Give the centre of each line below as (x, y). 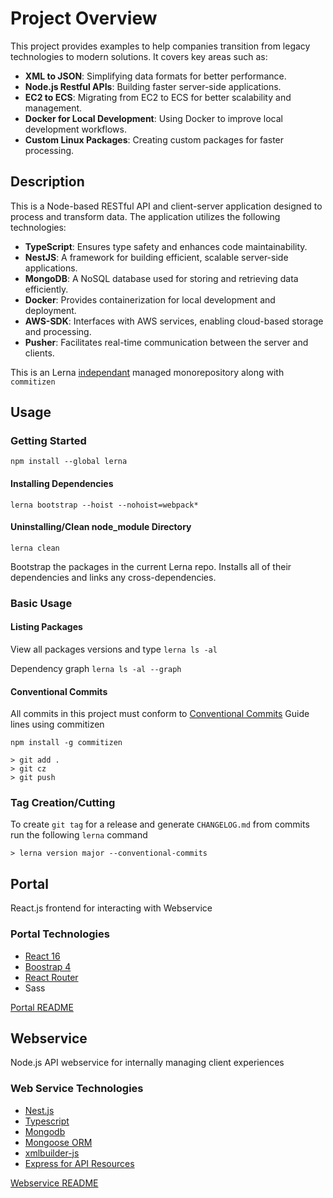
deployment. (50, 310)
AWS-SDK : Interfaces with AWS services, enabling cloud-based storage (174, 321)
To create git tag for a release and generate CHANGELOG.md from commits (160, 824)
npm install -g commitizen (66, 743)
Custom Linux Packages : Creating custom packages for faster (154, 139)
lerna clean (35, 548)
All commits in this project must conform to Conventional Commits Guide (160, 714)
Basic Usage (41, 603)
